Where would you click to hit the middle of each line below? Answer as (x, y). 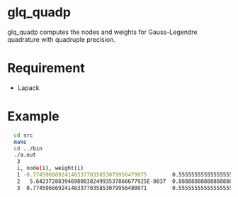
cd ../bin (28, 148)
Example (33, 117)
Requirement (46, 68)
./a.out (25, 155)
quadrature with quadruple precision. (61, 39)
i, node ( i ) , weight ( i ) (50, 168)
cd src (23, 135)
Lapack (28, 88)
